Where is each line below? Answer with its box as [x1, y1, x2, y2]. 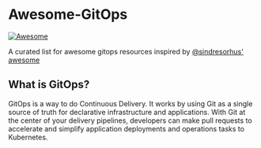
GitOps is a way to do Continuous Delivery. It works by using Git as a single [8, 98, 253, 108]
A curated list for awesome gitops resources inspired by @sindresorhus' [8, 46, 244, 56]
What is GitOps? [8, 78, 90, 91]
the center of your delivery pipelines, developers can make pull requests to [8, 116, 252, 125]
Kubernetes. [8, 132, 48, 142]
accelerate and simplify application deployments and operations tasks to [8, 124, 245, 133]
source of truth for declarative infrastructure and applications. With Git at [8, 107, 246, 117]
